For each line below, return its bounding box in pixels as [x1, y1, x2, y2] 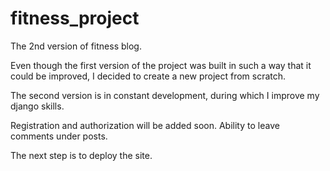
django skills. [10, 100, 65, 112]
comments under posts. [10, 130, 108, 142]
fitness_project [10, 7, 140, 30]
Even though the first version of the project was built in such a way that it [10, 59, 312, 71]
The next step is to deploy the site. [10, 149, 153, 161]
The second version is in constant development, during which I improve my [10, 89, 320, 101]
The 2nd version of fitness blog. [10, 40, 142, 52]
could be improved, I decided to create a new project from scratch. [10, 70, 287, 82]
